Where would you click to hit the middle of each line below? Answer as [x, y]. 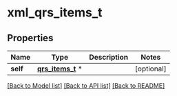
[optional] [150, 69]
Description [109, 57]
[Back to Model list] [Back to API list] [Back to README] [86, 86]
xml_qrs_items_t [55, 13]
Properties [30, 38]
